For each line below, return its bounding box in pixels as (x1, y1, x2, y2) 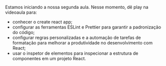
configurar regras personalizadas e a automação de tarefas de (12, 34, 141, 40)
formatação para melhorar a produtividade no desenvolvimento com (12, 40, 153, 46)
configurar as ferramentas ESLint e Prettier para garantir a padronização (12, 24, 161, 30)
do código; (12, 30, 35, 35)
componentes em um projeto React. (12, 56, 86, 61)
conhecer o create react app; (12, 19, 73, 25)
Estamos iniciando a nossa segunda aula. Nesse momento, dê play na (5, 4, 149, 10)
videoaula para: (5, 9, 37, 15)
